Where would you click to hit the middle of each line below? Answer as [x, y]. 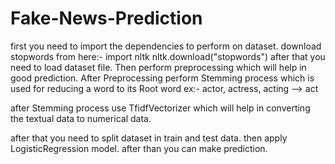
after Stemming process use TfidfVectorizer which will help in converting [160, 108]
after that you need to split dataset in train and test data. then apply [149, 138]
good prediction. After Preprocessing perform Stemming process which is [162, 78]
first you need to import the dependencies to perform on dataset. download [166, 46]
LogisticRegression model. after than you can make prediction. [139, 148]
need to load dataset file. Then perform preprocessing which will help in [158, 67]
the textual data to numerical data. [81, 118]
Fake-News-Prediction [106, 18]
